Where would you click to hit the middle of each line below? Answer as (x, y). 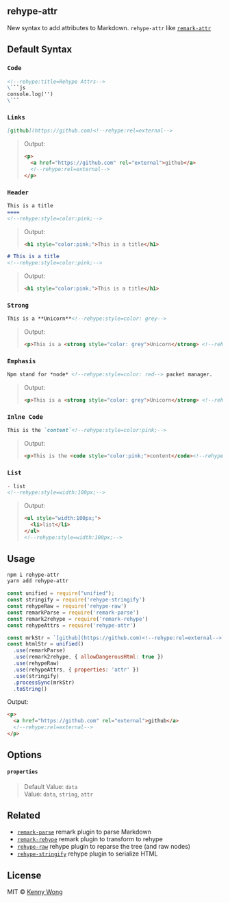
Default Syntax (40, 50)
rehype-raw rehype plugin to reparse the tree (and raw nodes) (103, 847)
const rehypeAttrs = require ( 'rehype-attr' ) (72, 625)
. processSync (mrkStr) (44, 683)
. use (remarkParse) (40, 651)
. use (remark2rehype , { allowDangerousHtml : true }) (89, 657)
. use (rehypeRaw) (36, 663)
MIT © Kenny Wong (35, 892)
